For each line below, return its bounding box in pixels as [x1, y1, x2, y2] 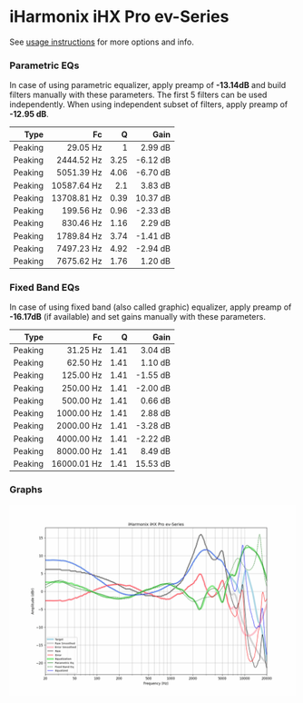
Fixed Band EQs [9, 281, 80, 293]
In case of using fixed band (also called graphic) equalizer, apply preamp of [9, 302, 292, 312]
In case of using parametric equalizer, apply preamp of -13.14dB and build [9, 80, 287, 91]
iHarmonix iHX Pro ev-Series [9, 6, 230, 27]
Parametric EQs [9, 59, 80, 72]
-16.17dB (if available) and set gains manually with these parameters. [9, 312, 266, 322]
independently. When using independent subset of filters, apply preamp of [9, 99, 288, 110]
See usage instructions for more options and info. [9, 36, 195, 47]
